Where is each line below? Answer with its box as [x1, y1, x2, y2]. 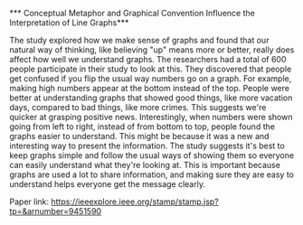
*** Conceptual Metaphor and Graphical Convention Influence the [9, 8, 255, 18]
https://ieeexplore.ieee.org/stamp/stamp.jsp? [51, 196, 219, 207]
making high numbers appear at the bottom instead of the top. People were [9, 83, 289, 93]
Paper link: [9, 196, 50, 207]
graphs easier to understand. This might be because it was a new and [9, 131, 270, 141]
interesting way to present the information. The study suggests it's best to [9, 140, 285, 151]
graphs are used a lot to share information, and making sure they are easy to [9, 169, 295, 180]
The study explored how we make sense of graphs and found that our [9, 35, 270, 45]
